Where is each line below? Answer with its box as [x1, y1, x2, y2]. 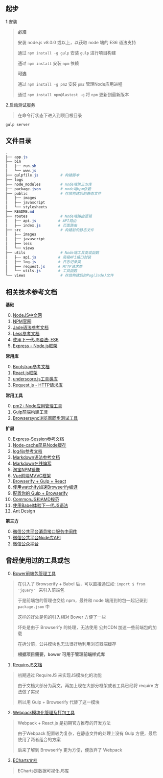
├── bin [5, 159, 22, 164]
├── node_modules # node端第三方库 [5, 182, 92, 187]
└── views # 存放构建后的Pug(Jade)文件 [5, 273, 114, 278]
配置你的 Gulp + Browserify [12, 490, 68, 496]
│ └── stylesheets [5, 205, 48, 210]
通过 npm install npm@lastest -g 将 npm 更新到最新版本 [17, 91, 129, 97]
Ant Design [12, 508, 36, 514]
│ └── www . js [5, 168, 37, 173]
